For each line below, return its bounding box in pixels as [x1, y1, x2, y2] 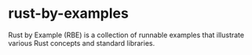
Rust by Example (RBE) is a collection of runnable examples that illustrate [8, 30, 245, 40]
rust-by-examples [8, 5, 130, 22]
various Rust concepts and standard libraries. [8, 38, 155, 47]
